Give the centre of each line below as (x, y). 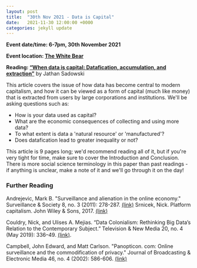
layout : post (22, 11)
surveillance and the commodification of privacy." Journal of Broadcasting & (98, 252)
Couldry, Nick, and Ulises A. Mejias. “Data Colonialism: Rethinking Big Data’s (98, 222)
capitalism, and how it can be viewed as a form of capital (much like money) (98, 91)
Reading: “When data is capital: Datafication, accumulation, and (86, 68)
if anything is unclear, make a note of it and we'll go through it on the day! (95, 170)
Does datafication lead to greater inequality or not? (76, 140)
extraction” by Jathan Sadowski (46, 73)
